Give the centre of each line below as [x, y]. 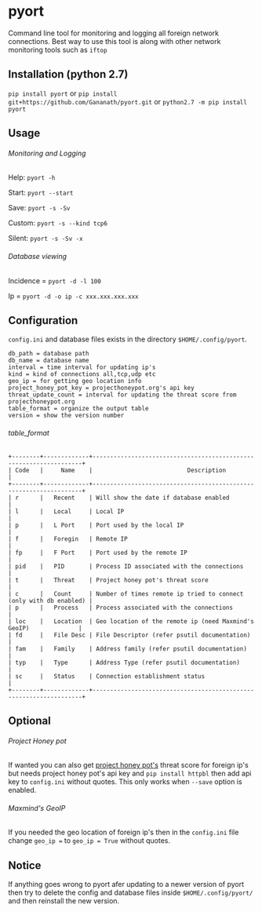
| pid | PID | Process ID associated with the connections [126, 566]
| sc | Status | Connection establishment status [107, 676]
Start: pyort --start [41, 193]
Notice [25, 865]
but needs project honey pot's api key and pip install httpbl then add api [130, 773]
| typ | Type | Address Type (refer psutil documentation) [124, 662]
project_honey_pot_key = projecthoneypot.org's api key [101, 388]
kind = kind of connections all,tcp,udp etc [82, 374]
